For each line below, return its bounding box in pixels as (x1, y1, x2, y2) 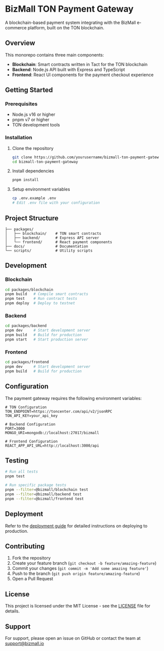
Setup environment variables (12, 187, 70, 192)
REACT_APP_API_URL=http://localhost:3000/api (5, 443, 99, 448)
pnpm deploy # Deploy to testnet (5, 301, 76, 306)
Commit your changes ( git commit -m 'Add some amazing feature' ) (12, 566, 149, 571)
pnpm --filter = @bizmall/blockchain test (5, 487, 89, 492)
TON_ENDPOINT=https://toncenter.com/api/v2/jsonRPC (5, 409, 112, 414)
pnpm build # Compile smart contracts (5, 292, 89, 296)
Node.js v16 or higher (12, 111, 55, 118)
